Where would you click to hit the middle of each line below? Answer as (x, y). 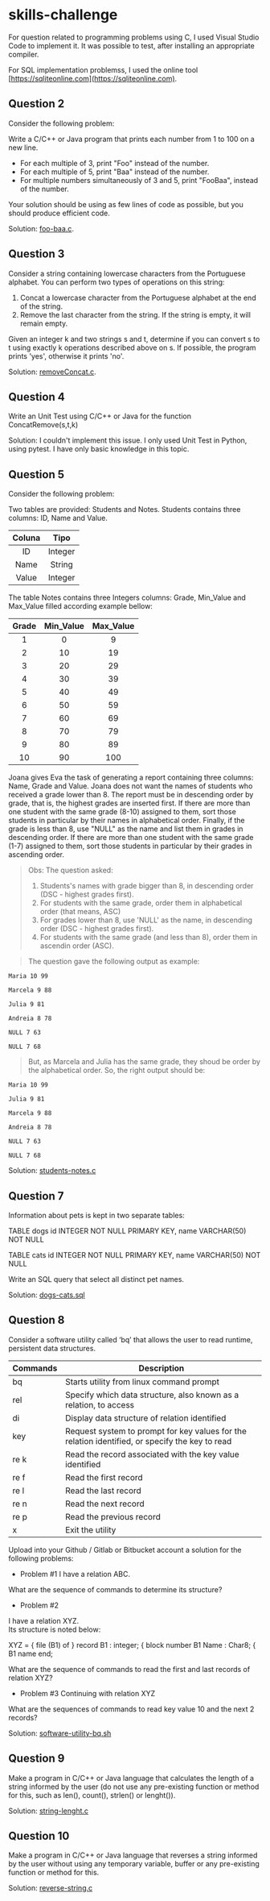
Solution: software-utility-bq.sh (60, 1733)
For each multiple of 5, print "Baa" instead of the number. (115, 172)
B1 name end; (31, 1653)
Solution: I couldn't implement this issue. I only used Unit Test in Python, (128, 440)
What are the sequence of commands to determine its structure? (115, 1589)
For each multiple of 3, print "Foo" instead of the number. (115, 163)
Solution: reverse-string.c (51, 1888)
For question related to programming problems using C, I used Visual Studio (134, 37)
